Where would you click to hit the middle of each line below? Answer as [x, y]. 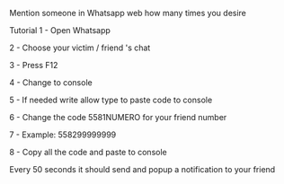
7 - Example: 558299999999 [63, 135]
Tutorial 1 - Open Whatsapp [60, 30]
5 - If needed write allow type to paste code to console [111, 100]
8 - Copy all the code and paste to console [89, 152]
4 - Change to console [51, 83]
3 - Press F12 [34, 65]
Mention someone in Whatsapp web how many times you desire [128, 13]
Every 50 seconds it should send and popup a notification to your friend [142, 169]
